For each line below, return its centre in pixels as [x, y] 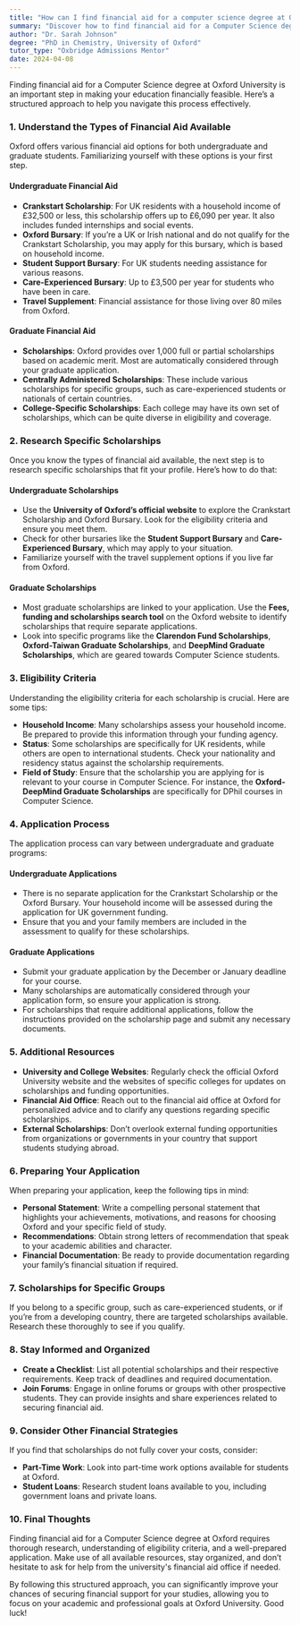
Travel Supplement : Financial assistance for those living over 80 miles [152, 301]
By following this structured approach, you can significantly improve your [144, 1585]
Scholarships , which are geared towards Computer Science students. [151, 655]
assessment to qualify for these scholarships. [106, 931]
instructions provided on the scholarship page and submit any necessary [156, 1019]
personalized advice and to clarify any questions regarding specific [146, 1109]
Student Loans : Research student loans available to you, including [144, 1486]
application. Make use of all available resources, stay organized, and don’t [146, 1558]
